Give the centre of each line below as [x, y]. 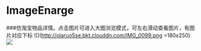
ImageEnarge [40, 10]
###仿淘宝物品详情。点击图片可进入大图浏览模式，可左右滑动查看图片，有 [98, 28]
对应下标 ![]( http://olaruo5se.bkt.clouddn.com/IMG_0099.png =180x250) [101, 35]
